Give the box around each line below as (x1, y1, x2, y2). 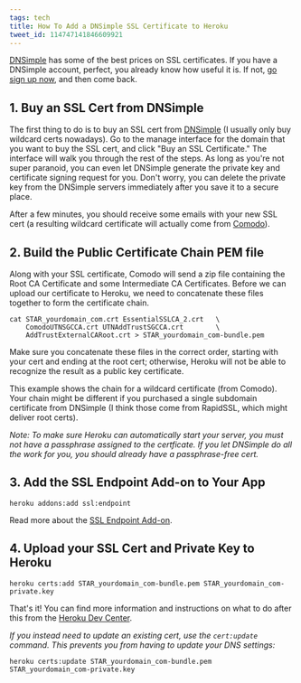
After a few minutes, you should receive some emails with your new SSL (9, 209, 278, 220)
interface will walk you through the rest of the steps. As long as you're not (9, 153, 285, 164)
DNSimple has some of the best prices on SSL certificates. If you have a (9, 55, 278, 66)
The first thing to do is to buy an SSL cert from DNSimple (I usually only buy (9, 124, 292, 136)
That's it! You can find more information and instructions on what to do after (9, 603, 292, 613)
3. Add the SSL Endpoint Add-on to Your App (9, 475, 266, 491)
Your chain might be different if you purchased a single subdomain (9, 393, 258, 403)
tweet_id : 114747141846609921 (9, 30, 124, 39)
